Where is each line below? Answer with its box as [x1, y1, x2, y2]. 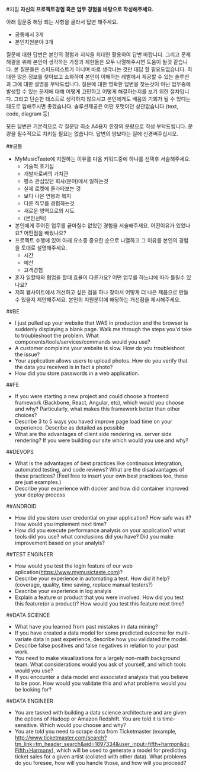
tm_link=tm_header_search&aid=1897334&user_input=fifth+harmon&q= [14, 741, 190, 747]
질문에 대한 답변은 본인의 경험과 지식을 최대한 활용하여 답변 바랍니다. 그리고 [6, 51, 180, 58]
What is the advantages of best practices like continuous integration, [14, 460, 183, 467]
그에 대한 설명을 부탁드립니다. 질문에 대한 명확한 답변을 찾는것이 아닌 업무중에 [12, 81, 191, 88]
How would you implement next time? [14, 521, 107, 527]
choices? [14, 412, 37, 418]
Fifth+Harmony [14, 747, 52, 754]
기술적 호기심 [23, 163, 54, 169]
